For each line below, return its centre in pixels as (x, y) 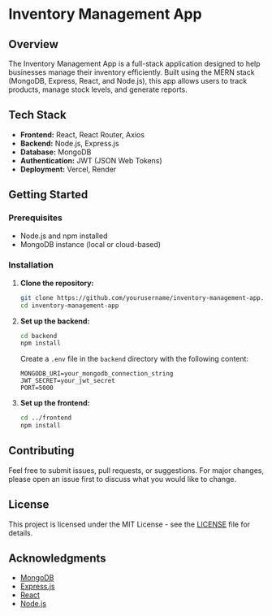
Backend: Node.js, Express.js (69, 143)
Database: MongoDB (56, 152)
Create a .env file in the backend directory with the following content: (134, 359)
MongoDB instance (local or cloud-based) (90, 244)
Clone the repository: (57, 283)
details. (21, 532)
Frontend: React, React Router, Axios (82, 134)
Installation (31, 265)
